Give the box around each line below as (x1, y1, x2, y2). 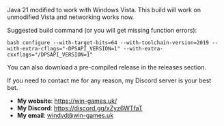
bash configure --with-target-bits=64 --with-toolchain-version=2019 (7, 40, 210, 46)
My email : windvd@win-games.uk (16, 112, 114, 119)
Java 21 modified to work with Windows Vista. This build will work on (7, 6, 201, 14)
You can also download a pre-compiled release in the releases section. (7, 63, 207, 71)
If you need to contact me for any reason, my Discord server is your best (7, 76, 212, 84)
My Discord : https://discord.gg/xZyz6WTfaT (16, 104, 143, 112)
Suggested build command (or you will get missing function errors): (7, 27, 197, 34)
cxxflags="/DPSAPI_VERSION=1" (7, 51, 94, 58)
